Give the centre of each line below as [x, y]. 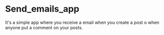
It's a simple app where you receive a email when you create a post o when [82, 22]
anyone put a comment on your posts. [44, 27]
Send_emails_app [42, 9]
